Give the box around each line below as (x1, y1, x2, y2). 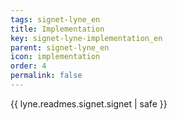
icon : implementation (10, 52, 101, 62)
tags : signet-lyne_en (10, 14, 101, 25)
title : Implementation (10, 24, 105, 34)
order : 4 (10, 61, 47, 71)
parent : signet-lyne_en (10, 42, 110, 53)
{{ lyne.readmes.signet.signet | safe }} (10, 97, 168, 110)
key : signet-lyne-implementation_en (10, 33, 163, 43)
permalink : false (10, 71, 83, 81)
